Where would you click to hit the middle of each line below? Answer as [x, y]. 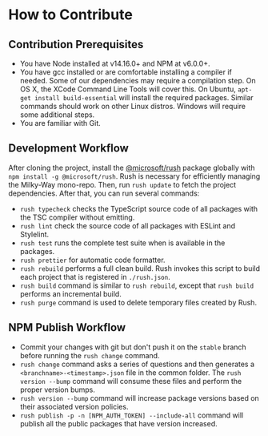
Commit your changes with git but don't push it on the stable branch [133, 347]
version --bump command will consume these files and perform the [131, 381]
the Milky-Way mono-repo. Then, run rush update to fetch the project [122, 184]
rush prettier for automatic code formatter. [92, 260]
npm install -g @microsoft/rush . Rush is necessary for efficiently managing [134, 176]
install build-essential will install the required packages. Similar [144, 97]
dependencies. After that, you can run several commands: [104, 193]
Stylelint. [34, 234]
